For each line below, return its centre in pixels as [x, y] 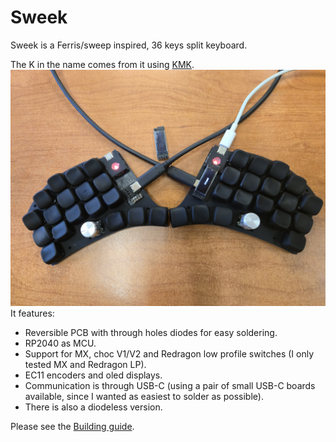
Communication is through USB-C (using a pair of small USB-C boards [170, 385]
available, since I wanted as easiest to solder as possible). [144, 396]
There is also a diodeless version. [93, 407]
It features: [32, 313]
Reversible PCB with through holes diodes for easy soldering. [151, 332]
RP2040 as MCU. [60, 343]
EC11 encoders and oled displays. [93, 375]
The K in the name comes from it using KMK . [102, 64]
